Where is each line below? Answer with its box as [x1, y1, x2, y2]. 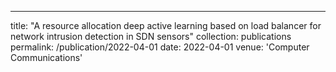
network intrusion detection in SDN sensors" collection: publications [10, 31, 292, 42]
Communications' [10, 52, 83, 63]
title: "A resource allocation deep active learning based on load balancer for [10, 20, 322, 31]
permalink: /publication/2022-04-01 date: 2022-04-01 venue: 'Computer [10, 41, 310, 53]
